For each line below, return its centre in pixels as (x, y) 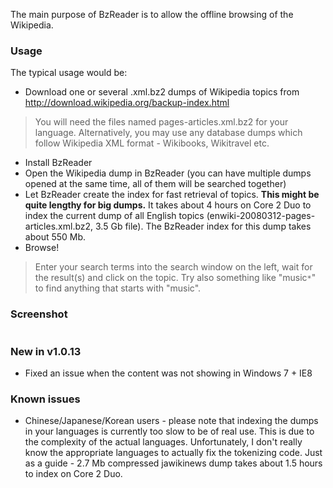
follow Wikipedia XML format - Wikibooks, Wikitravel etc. (152, 143)
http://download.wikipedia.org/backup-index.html (127, 103)
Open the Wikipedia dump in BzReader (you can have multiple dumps (168, 173)
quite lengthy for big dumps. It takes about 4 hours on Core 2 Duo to (168, 205)
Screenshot (39, 314)
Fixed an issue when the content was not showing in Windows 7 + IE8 (168, 373)
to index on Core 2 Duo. (73, 474)
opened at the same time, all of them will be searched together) (155, 184)
